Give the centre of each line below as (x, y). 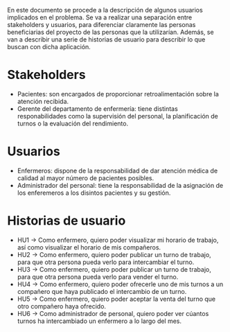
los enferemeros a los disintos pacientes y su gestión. (94, 193)
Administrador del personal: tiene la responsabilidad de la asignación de (120, 185)
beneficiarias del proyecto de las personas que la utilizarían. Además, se (110, 32)
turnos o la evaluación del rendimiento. (73, 123)
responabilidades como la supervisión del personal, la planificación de (117, 116)
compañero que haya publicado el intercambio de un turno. (102, 291)
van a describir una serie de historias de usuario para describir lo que (106, 40)
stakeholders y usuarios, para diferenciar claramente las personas (101, 25)
